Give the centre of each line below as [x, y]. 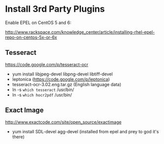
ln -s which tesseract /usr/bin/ [43, 90]
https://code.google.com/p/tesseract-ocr [47, 64]
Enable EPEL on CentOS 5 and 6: [38, 23]
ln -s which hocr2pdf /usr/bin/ [42, 95]
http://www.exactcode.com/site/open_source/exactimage [63, 122]
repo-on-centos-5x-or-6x [31, 37]
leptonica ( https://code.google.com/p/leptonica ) [61, 79]
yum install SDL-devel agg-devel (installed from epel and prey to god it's [85, 131]
